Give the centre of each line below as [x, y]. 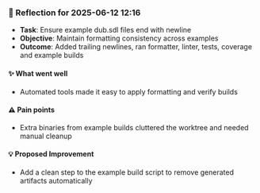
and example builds [52, 56]
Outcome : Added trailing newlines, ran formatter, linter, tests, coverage [136, 47]
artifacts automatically [56, 180]
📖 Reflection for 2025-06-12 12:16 [75, 13]
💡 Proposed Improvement [51, 154]
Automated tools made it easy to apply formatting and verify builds [128, 91]
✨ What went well [38, 73]
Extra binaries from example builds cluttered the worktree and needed [134, 127]
